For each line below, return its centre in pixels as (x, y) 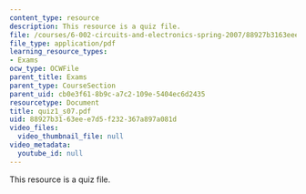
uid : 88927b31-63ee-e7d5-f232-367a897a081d (93, 119)
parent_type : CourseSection (63, 86)
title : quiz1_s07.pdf (51, 111)
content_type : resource (55, 18)
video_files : (34, 128)
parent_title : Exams (49, 77)
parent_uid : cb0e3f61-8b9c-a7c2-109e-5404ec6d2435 (107, 94)
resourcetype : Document (55, 102)
